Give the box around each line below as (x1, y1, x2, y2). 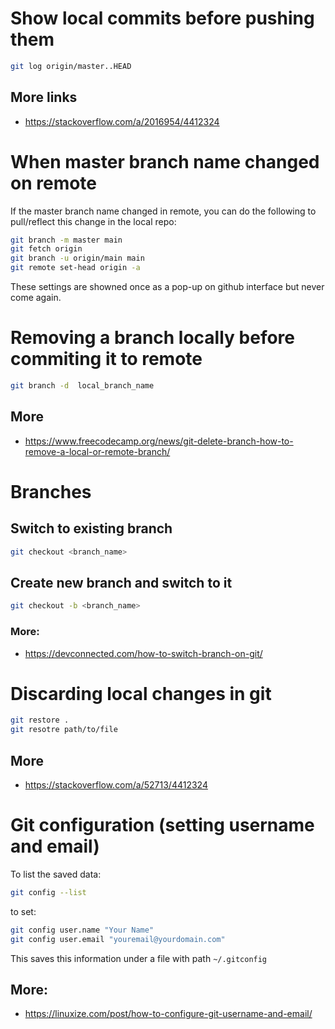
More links (10, 89, 78, 106)
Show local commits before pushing (10, 7, 315, 30)
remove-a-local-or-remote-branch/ (24, 445, 171, 457)
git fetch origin (10, 244, 83, 254)
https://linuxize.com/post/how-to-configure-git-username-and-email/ (24, 1008, 313, 1020)
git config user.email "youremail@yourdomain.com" (10, 934, 226, 944)
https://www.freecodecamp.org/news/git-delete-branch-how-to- (24, 435, 294, 447)
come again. (10, 292, 62, 304)
